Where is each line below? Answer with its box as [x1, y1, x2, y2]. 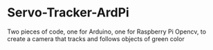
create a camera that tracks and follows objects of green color [7, 34, 185, 42]
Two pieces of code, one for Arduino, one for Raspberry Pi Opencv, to [7, 27, 206, 36]
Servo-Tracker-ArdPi [7, 5, 129, 21]
